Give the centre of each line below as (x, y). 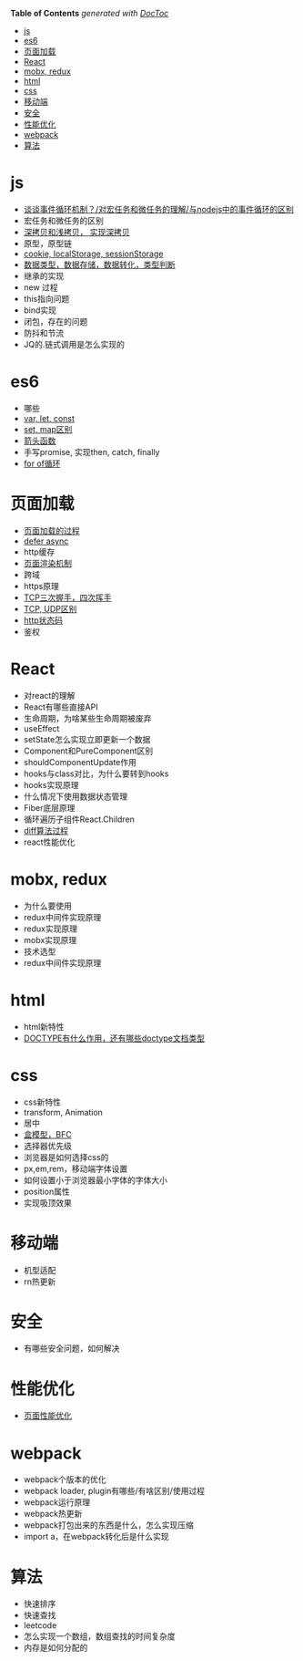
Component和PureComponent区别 (88, 751)
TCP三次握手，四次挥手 (67, 597)
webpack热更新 (53, 1514)
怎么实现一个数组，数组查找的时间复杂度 (99, 1636)
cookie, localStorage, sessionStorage (93, 254)
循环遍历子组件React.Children (79, 819)
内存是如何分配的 (56, 1648)
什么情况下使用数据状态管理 (76, 796)
